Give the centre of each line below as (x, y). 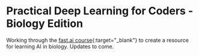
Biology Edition (44, 24)
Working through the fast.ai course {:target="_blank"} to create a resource (98, 40)
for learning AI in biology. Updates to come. (60, 46)
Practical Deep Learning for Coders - (100, 11)
